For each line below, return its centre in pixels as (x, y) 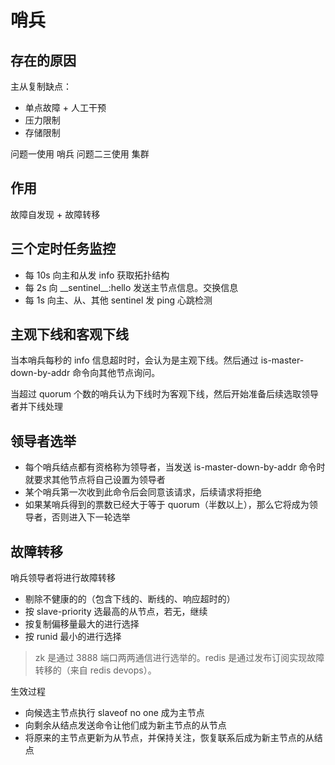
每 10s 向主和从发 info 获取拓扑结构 (97, 275)
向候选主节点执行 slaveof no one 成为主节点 (114, 713)
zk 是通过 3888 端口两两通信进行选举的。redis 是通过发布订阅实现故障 (179, 658)
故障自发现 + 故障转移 (55, 214)
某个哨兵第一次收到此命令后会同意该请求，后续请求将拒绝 (143, 492)
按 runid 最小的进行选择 (73, 637)
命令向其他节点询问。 (116, 373)
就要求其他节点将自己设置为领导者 (95, 480)
